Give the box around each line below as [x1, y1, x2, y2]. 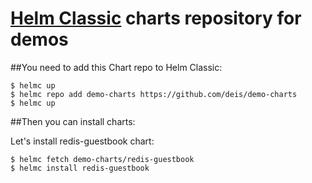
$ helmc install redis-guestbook [10, 163, 150, 173]
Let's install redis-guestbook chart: [10, 135, 155, 147]
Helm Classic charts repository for [10, 7, 302, 30]
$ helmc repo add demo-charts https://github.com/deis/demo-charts [10, 89, 298, 99]
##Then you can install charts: [10, 115, 136, 127]
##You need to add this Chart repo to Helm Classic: [10, 61, 223, 73]
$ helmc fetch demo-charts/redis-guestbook [10, 154, 195, 164]
